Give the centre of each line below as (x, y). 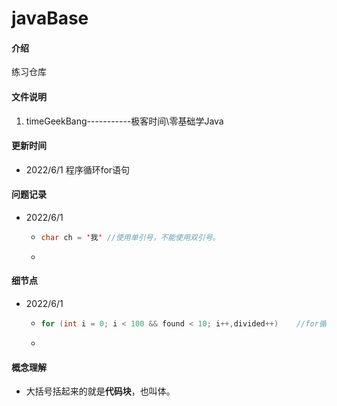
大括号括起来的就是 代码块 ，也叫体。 (100, 391)
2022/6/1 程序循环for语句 (78, 169)
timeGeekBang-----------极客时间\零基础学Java (124, 121)
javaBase (50, 18)
